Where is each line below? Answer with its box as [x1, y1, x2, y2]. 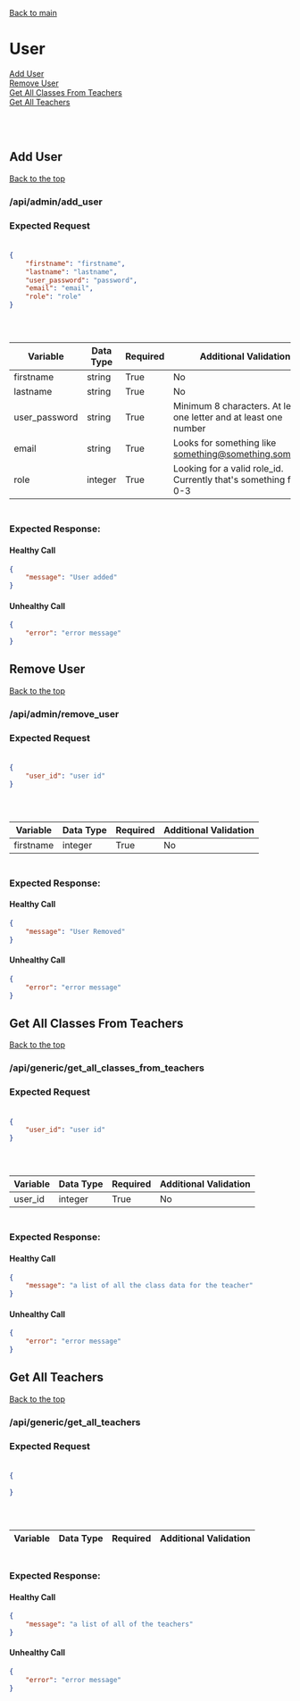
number [172, 422, 206, 435]
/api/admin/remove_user [9, 707, 120, 720]
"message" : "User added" [25, 573, 118, 582]
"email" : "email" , [25, 284, 94, 293]
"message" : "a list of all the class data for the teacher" [25, 1281, 254, 1290]
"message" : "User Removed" [25, 927, 126, 936]
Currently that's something [172, 473, 286, 486]
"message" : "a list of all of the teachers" [25, 1620, 194, 1629]
